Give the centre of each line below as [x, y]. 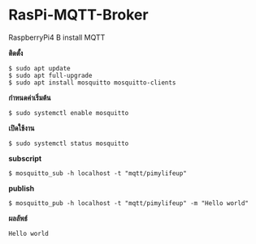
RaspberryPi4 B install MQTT [57, 37]
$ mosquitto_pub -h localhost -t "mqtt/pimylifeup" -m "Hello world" [129, 203]
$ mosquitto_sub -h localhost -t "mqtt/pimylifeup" [98, 173]
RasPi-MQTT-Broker [78, 15]
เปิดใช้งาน [22, 128]
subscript [25, 158]
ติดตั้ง [16, 53]
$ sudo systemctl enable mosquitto [69, 113]
